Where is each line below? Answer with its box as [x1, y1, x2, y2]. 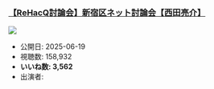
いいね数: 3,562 [19, 62, 73, 71]
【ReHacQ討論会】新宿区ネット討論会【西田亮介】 [8, 6, 206, 18]
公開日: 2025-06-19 [19, 42, 86, 51]
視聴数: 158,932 [19, 52, 72, 62]
